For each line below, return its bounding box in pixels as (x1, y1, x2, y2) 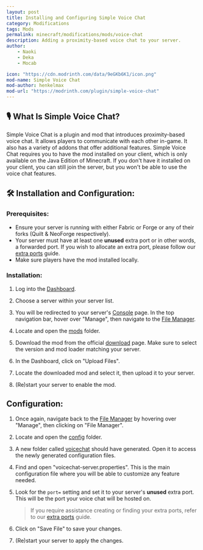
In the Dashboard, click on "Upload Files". (15, 357, 120, 364)
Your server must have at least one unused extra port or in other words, (15, 237, 196, 244)
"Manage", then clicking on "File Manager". (15, 421, 124, 428)
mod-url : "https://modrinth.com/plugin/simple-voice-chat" (6, 88, 160, 95)
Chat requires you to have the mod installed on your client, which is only (6, 150, 188, 158)
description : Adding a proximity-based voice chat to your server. (6, 37, 182, 43)
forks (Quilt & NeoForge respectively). (15, 230, 111, 237)
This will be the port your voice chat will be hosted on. (15, 494, 151, 502)
